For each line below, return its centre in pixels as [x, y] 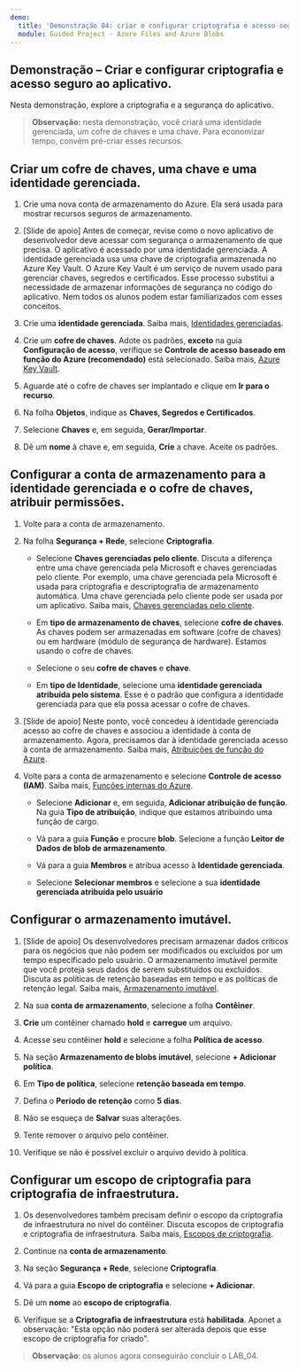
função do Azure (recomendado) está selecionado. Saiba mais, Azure [151, 359]
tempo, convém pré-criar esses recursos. [107, 141]
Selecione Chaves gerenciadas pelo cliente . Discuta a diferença [154, 558]
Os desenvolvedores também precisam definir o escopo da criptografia [153, 1215]
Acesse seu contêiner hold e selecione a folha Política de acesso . [143, 1039]
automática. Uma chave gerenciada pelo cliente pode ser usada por [160, 596]
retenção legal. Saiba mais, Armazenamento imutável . [121, 988]
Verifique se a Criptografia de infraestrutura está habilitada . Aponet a [152, 1320]
